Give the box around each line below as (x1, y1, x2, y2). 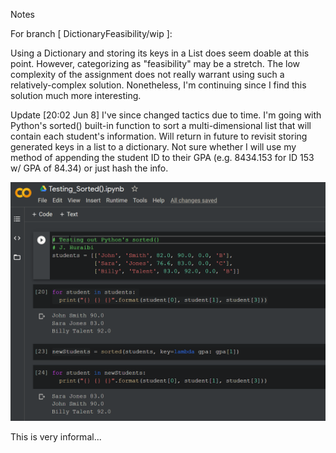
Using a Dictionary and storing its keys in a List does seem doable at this (10, 47, 310, 59)
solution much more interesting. (10, 90, 142, 101)
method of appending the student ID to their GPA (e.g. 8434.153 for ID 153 (10, 152, 315, 163)
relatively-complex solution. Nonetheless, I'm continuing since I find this (10, 79, 307, 91)
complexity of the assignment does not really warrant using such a (10, 69, 285, 80)
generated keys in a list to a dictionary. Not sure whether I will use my (10, 141, 297, 153)
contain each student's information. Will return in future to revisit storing (10, 130, 308, 142)
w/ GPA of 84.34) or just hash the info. (10, 162, 169, 174)
